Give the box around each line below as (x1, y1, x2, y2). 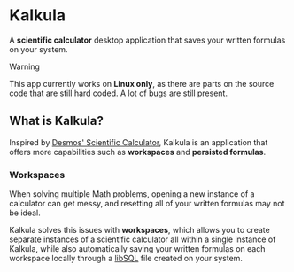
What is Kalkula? (9, 113, 104, 128)
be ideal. (9, 207, 42, 218)
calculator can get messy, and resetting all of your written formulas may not (9, 198, 285, 209)
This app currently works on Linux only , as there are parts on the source (9, 78, 275, 89)
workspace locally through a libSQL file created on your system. (9, 253, 244, 264)
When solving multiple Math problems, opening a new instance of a (9, 189, 255, 199)
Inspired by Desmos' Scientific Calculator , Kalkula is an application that (9, 136, 268, 147)
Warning (9, 61, 40, 72)
